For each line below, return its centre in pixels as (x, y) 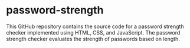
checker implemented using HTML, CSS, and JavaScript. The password (93, 32)
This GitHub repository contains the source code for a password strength (95, 26)
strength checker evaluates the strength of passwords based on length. (93, 39)
